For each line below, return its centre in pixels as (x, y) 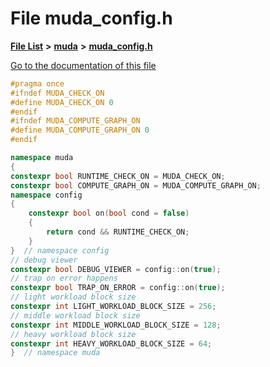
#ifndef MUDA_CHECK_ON (57, 93)
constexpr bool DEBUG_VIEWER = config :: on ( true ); (116, 269)
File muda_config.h (91, 18)
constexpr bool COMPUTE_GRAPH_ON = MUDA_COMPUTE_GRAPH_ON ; (136, 185)
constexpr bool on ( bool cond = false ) (109, 213)
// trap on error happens (64, 278)
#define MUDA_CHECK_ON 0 (62, 102)
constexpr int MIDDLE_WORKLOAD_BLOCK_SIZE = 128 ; (116, 325)
